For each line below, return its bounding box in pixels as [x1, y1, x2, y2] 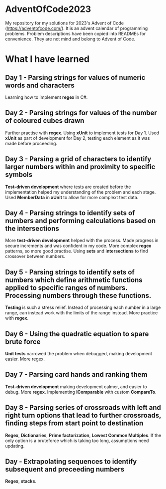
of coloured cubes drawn [5, 116, 84, 125]
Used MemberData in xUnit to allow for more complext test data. [5, 194, 139, 200]
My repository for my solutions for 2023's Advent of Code [5, 20, 124, 26]
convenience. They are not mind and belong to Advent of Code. [5, 36, 136, 42]
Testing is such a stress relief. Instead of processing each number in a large [5, 304, 161, 310]
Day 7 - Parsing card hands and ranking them [5, 370, 148, 379]
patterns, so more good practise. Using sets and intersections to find [5, 248, 148, 254]
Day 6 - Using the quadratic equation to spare [5, 329, 149, 338]
